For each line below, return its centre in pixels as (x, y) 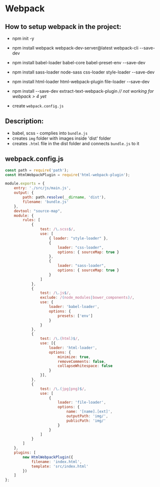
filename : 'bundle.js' (46, 202)
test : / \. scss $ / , (58, 229)
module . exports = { (25, 184)
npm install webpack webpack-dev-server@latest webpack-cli (75, 48)
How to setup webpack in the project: (63, 27)
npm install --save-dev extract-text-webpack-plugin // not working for (83, 91)
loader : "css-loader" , (81, 247)
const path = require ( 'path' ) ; (37, 170)
